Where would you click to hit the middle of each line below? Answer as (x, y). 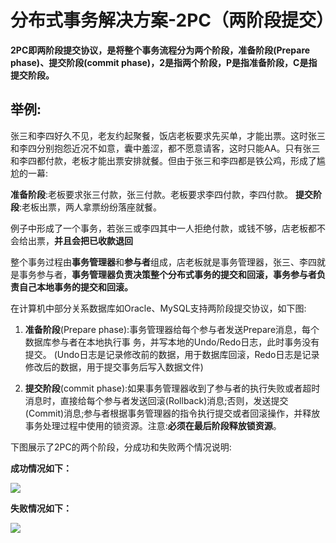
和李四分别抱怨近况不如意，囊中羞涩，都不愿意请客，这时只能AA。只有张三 (165, 148)
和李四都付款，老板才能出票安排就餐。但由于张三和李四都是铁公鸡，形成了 (163, 160)
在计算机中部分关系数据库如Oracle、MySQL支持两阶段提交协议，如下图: (158, 308)
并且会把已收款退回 (93, 240)
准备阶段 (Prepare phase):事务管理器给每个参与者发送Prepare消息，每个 (172, 329)
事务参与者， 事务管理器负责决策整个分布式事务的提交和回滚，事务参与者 (167, 274)
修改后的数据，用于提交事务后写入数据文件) (114, 367)
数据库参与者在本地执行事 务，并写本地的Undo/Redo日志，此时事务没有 (172, 342)
